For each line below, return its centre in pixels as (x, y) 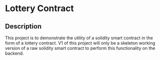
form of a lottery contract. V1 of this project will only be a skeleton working (80, 43)
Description (23, 26)
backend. (14, 53)
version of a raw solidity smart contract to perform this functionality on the (80, 48)
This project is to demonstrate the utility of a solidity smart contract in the (79, 38)
